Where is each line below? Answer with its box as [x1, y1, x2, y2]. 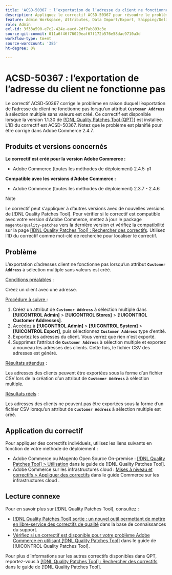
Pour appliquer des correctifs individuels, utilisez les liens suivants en [5, 440, 152, 446]
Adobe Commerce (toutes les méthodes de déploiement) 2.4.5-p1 [12, 166, 152, 172]
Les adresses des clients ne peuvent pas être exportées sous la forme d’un [5, 401, 164, 407]
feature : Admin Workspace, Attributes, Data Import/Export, [5, 17, 137, 22]
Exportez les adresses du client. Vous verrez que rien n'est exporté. [12, 334, 156, 340]
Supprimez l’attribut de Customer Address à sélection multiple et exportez [12, 339, 166, 345]
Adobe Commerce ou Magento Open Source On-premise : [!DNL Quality [12, 455, 165, 462]
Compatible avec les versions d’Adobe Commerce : [5, 175, 116, 182]
